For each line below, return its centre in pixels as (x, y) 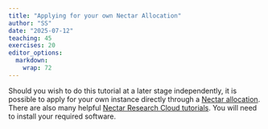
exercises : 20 (32, 46)
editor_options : (35, 53)
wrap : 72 (37, 68)
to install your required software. (62, 116)
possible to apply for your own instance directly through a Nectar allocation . (134, 99)
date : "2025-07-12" (41, 30)
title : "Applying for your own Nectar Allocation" (95, 16)
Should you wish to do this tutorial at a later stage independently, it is (123, 91)
